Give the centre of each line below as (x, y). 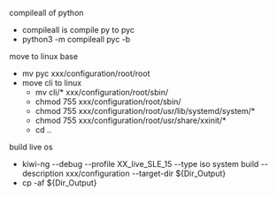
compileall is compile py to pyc (78, 30)
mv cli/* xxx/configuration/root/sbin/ (102, 92)
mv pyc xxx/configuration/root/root (86, 73)
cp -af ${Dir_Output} (59, 183)
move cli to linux (52, 83)
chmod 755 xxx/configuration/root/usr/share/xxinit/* (131, 120)
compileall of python (46, 13)
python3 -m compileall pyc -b (76, 39)
